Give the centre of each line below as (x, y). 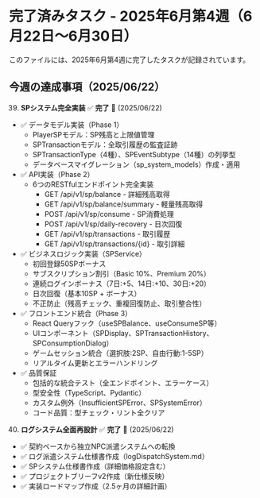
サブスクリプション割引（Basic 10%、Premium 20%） (121, 273)
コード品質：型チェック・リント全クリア (99, 412)
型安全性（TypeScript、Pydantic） (89, 392)
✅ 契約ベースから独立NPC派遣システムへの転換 (98, 446)
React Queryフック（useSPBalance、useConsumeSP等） (127, 323)
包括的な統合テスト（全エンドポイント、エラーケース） (123, 383)
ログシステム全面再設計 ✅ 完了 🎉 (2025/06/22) (97, 429)
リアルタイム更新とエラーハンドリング (95, 363)
